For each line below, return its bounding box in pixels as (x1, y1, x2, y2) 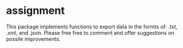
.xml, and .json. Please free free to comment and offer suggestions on (6, 29, 174, 36)
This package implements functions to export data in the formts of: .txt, (6, 23, 178, 30)
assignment (6, 4, 65, 17)
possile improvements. (6, 35, 61, 42)
